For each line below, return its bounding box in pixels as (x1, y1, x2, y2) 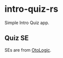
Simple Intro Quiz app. (4, 20, 49, 26)
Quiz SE (4, 34, 29, 42)
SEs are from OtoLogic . (4, 47, 52, 53)
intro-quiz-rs (4, 3, 59, 15)
